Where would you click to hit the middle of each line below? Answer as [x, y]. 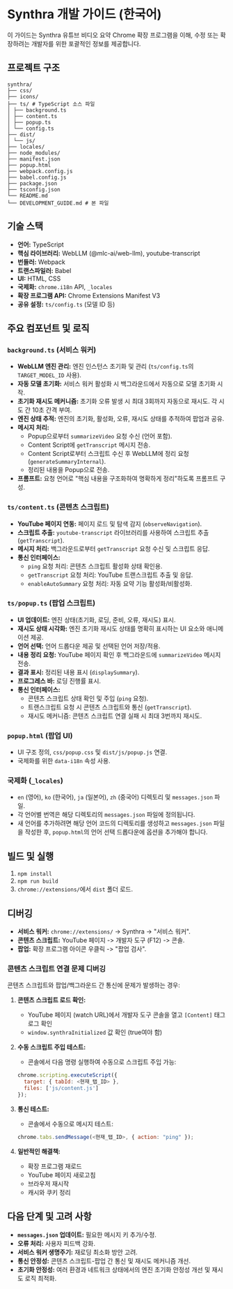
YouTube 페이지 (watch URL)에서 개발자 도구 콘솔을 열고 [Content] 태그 [127, 1015]
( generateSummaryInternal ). [67, 462]
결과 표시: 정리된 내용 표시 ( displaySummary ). [78, 672]
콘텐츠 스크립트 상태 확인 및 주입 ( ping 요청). [88, 698]
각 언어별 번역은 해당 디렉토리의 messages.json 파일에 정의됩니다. [106, 815]
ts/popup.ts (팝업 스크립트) [51, 603]
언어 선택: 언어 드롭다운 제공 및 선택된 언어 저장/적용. [89, 646]
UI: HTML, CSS [39, 278]
